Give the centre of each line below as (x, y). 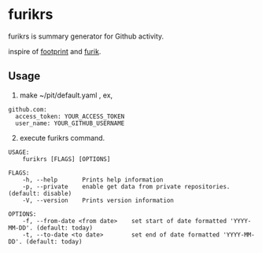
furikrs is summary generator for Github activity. (86, 36)
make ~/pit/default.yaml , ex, (66, 95)
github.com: (28, 109)
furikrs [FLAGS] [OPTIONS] (66, 159)
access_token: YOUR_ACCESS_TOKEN (70, 116)
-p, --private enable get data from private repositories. (126, 186)
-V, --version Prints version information (98, 200)
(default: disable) (40, 193)
